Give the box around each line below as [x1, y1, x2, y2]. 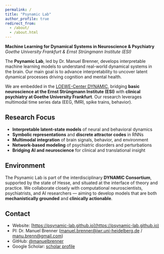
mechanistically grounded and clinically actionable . [5, 195, 113, 201]
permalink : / [5, 7, 32, 12]
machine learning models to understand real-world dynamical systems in [5, 63, 152, 69]
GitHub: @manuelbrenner [12, 238, 64, 244]
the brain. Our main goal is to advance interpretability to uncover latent [5, 69, 148, 74]
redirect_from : [5, 21, 36, 26]
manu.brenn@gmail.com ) [12, 233, 64, 239]
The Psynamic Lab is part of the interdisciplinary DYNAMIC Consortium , [5, 174, 152, 180]
